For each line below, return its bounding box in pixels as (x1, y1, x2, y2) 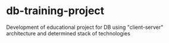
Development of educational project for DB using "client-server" (6, 24, 164, 31)
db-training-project (6, 4, 105, 18)
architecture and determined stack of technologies (6, 29, 131, 37)
